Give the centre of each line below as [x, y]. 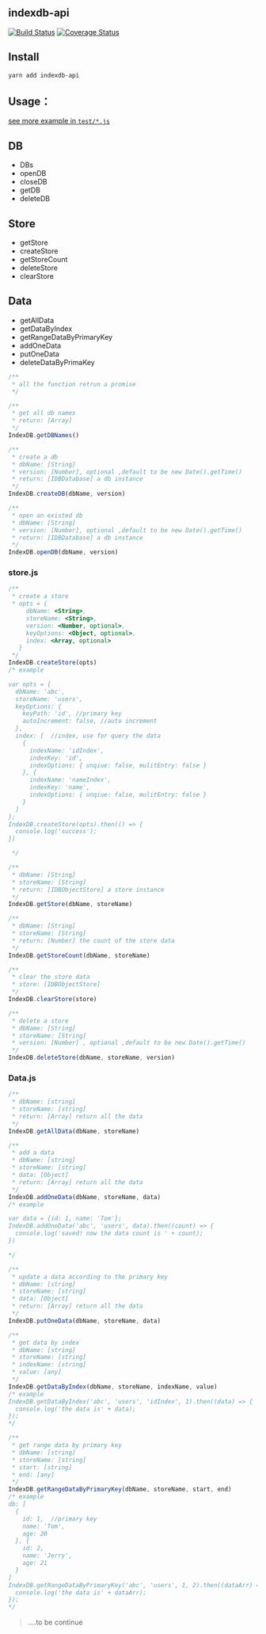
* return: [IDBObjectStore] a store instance [88, 889]
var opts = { [30, 684]
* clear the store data [51, 977]
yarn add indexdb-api [44, 75]
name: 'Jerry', [47, 1556]
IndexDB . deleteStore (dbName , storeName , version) [92, 1058]
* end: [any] [33, 1475]
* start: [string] [42, 1467]
